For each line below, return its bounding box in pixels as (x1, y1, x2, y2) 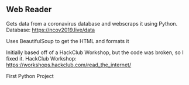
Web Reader (6, 5, 52, 15)
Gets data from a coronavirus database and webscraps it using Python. (6, 20, 178, 27)
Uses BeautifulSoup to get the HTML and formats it (6, 37, 129, 44)
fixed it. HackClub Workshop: (6, 55, 77, 62)
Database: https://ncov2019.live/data (6, 26, 95, 33)
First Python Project (6, 72, 54, 79)
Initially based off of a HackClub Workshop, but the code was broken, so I (6, 49, 184, 56)
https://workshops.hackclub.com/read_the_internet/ (6, 61, 132, 68)
